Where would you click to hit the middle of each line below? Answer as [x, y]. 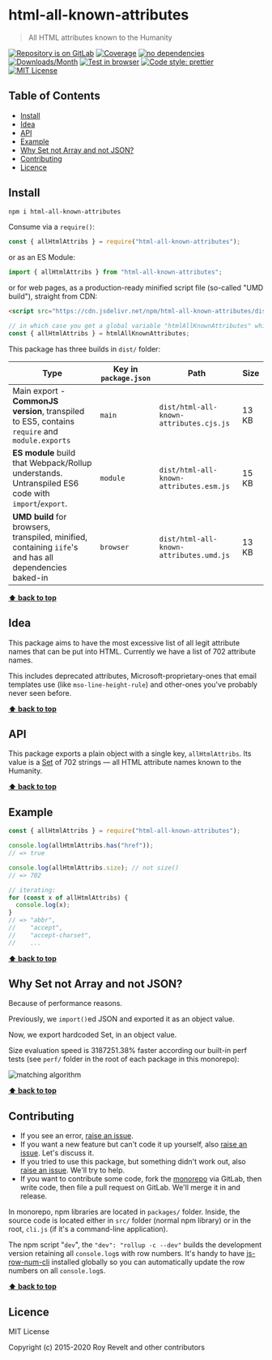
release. [34, 1196]
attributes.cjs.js [195, 423]
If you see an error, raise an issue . [76, 1136]
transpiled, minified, [50, 537]
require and [35, 431]
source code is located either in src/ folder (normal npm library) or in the [130, 1220]
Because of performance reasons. [66, 1004]
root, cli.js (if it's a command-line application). [88, 1229]
